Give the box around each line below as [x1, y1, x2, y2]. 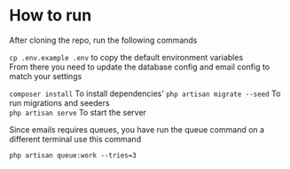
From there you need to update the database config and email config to [9, 61, 270, 72]
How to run [9, 5, 92, 26]
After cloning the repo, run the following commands [9, 35, 198, 45]
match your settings [9, 70, 82, 81]
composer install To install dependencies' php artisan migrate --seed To [9, 88, 281, 99]
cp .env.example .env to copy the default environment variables [9, 52, 244, 62]
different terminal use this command [9, 133, 142, 144]
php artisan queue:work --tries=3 [9, 150, 137, 160]
